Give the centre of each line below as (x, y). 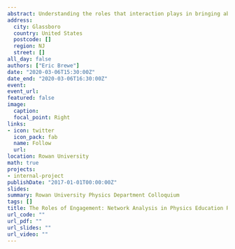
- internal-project (36, 176)
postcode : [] (33, 40)
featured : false (31, 98)
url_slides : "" (29, 227)
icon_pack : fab (36, 137)
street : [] (29, 53)
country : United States (48, 33)
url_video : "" (28, 234)
